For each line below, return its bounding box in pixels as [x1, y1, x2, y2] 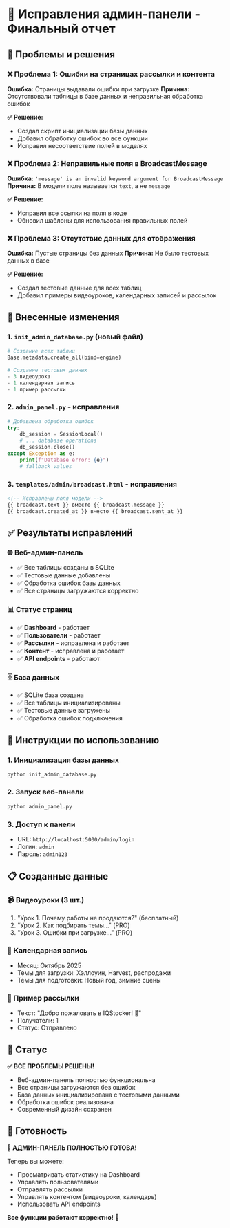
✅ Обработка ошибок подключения [17, 714, 123, 722]
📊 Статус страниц [7, 605, 72, 615]
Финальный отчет [7, 21, 116, 37]
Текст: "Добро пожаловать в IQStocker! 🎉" [17, 1009, 142, 1017]
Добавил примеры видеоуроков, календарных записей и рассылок [17, 291, 217, 299]
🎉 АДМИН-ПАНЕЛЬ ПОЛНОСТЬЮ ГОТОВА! [7, 1144, 137, 1152]
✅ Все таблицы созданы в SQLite [17, 564, 115, 572]
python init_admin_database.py [7, 771, 97, 778]
